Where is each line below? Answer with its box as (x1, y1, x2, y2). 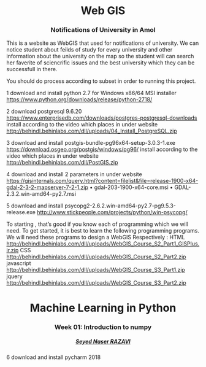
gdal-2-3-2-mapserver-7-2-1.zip (6, 183, 89, 191)
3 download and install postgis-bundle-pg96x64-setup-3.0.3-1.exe (6, 139, 176, 147)
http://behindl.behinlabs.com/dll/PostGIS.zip (6, 159, 118, 166)
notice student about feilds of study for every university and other (6, 46, 173, 53)
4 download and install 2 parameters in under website (6, 171, 142, 178)
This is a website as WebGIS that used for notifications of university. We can (6, 39, 199, 47)
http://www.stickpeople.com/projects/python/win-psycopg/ (36, 209, 188, 216)
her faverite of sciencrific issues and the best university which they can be (6, 59, 195, 66)
